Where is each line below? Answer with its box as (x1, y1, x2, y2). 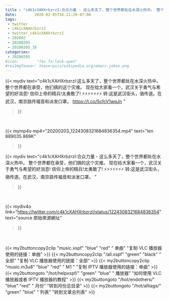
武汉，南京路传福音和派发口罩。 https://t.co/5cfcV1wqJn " (5, 99, 126, 105)
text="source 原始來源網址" (5, 215, 62, 221)
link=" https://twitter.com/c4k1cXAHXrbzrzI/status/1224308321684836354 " (5, 209, 162, 215)
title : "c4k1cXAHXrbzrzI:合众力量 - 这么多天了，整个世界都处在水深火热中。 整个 (5, 7, 164, 13)
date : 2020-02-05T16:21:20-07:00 (5, 12, 92, 17)
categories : (5, 49, 30, 54)
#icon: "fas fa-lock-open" (5, 59, 78, 64)
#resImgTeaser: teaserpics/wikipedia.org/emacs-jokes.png (5, 63, 129, 68)
